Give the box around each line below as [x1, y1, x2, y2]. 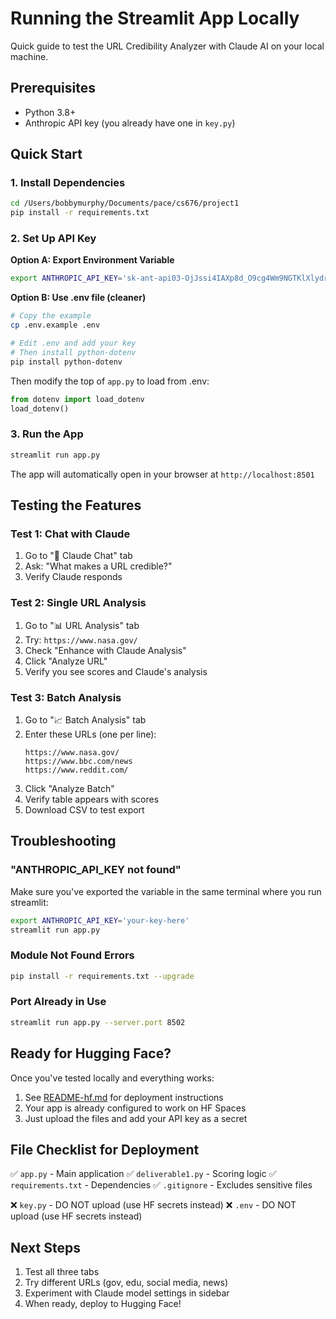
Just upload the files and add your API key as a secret [24, 1112, 248, 1124]
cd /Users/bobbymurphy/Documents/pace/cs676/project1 [10, 198, 240, 209]
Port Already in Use [10, 995, 107, 1009]
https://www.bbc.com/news [24, 756, 133, 766]
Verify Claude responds [24, 571, 123, 583]
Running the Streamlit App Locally [10, 7, 300, 30]
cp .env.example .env [10, 320, 101, 331]
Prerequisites [10, 80, 96, 97]
